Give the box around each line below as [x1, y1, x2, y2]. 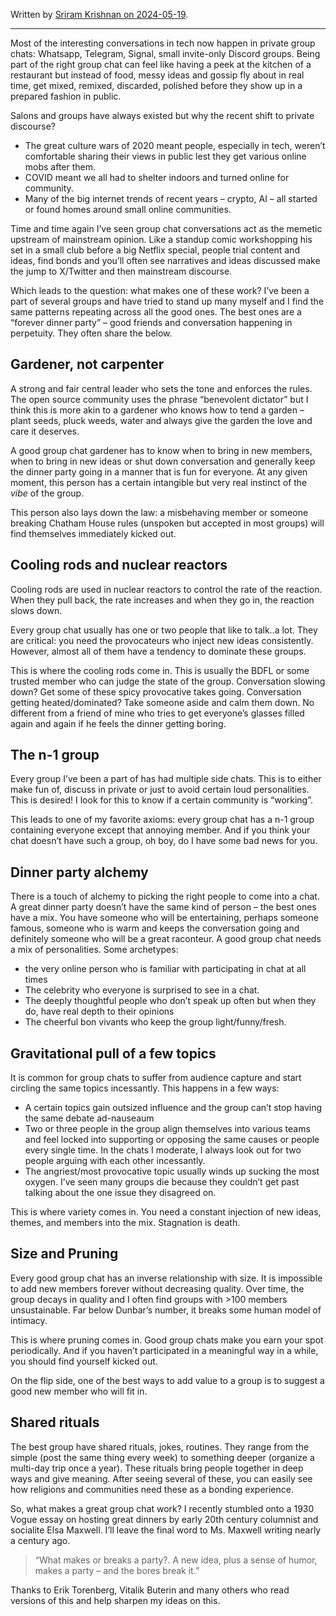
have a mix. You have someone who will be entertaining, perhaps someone [10, 912, 319, 924]
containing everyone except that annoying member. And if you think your [10, 824, 311, 836]
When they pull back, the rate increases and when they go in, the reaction [10, 594, 315, 606]
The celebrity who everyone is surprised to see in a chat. [24, 984, 260, 996]
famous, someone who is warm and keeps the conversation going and [10, 922, 300, 934]
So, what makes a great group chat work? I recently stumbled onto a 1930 [10, 1502, 315, 1514]
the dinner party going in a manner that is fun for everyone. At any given [10, 465, 308, 478]
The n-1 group [10, 747, 100, 764]
